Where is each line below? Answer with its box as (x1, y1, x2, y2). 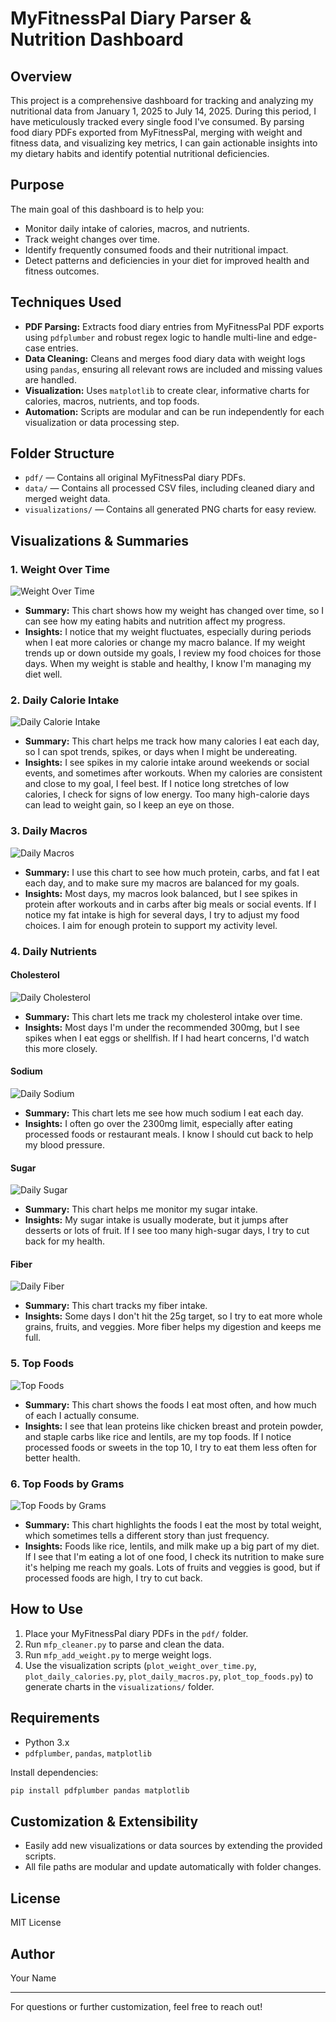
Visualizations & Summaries (10, 532, 190, 549)
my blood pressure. (24, 1139, 105, 1151)
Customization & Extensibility (10, 1813, 199, 1830)
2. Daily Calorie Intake (10, 693, 120, 707)
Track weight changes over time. (24, 233, 160, 245)
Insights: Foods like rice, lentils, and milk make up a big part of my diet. (24, 1540, 320, 1552)
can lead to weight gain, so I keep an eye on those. (24, 799, 235, 811)
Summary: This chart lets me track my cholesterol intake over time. (24, 1010, 303, 1022)
